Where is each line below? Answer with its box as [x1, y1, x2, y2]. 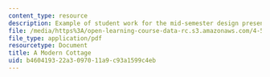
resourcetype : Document [8, 42, 88, 50]
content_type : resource [8, 11, 88, 20]
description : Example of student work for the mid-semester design [8, 19, 239, 27]
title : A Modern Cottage [8, 49, 92, 57]
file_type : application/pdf [8, 34, 103, 43]
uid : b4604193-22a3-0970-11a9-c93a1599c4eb [8, 57, 157, 65]
